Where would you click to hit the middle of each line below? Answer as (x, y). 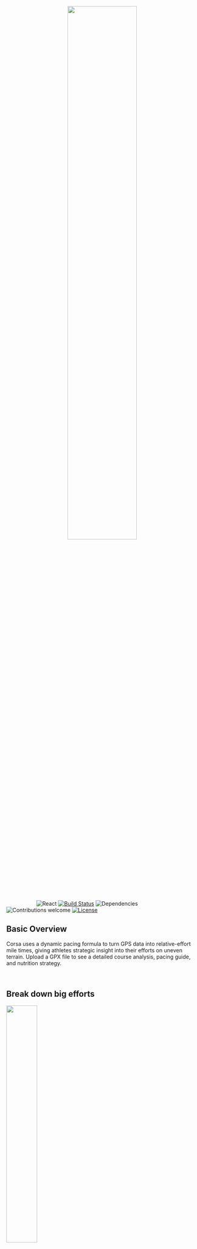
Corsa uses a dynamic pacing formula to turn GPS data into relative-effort (99, 944)
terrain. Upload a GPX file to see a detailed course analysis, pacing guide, (98, 957)
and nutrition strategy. (34, 963)
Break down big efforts (50, 994)
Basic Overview (37, 929)
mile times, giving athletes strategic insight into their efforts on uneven (94, 950)
